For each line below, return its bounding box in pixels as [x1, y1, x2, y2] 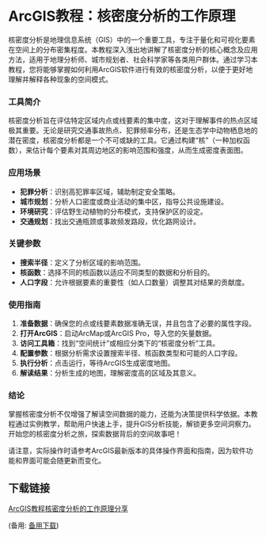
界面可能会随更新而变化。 [21, 456, 105, 466]
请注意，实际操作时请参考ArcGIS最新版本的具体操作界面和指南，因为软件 [8, 446, 246, 455]
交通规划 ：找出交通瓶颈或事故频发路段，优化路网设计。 [19, 216, 200, 226]
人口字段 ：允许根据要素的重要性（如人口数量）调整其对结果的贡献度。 [19, 277, 249, 287]
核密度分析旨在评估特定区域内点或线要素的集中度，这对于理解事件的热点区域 [8, 116, 258, 125]
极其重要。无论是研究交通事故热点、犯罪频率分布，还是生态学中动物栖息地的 [8, 126, 258, 135]
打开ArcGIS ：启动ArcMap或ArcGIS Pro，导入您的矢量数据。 [19, 329, 216, 338]
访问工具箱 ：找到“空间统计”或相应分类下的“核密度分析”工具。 [19, 338, 220, 348]
